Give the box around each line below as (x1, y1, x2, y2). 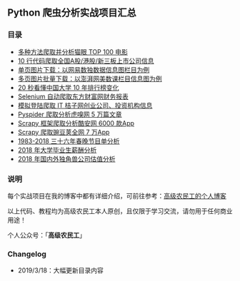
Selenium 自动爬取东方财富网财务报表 (17, 92, 129, 101)
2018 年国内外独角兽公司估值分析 (17, 154, 116, 163)
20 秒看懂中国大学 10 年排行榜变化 (17, 83, 119, 91)
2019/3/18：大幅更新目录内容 (17, 266, 104, 275)
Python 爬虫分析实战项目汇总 (7, 6, 137, 19)
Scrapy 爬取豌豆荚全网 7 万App (17, 128, 110, 136)
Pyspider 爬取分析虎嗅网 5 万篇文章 (17, 110, 123, 118)
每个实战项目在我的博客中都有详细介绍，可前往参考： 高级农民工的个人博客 (7, 191, 226, 200)
